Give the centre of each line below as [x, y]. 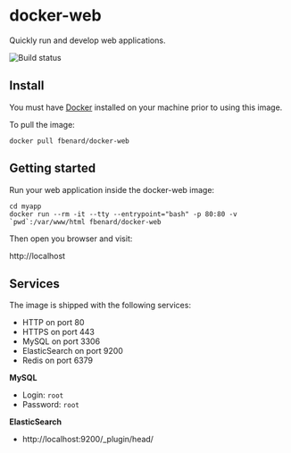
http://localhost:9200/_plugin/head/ [88, 440]
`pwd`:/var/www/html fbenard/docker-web [86, 222]
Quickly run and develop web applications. [87, 40]
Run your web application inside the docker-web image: [112, 189]
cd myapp [25, 206]
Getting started [53, 168]
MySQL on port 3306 [61, 341]
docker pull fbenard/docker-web [69, 141]
